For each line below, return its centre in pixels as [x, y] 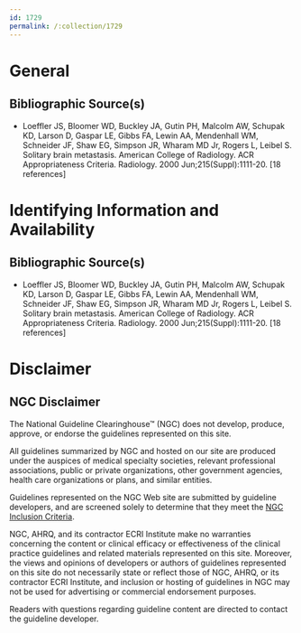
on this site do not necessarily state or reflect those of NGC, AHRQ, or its [144, 572]
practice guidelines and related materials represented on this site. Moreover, [151, 553]
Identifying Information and [114, 210]
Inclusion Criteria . [42, 517]
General [40, 71]
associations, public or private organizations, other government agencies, [146, 470]
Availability [52, 229]
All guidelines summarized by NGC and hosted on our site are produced [143, 451]
